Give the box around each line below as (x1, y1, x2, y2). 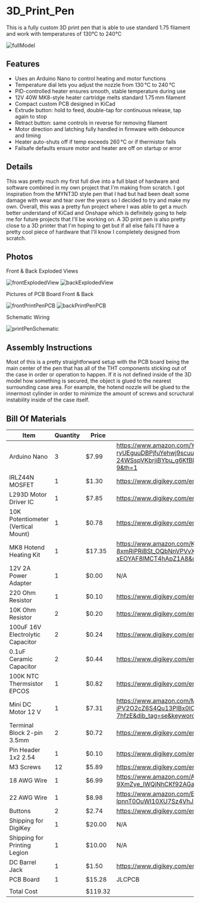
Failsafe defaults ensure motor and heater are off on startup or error (14, 144, 182, 151)
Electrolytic (9, 630, 40, 639)
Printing (9, 841, 32, 849)
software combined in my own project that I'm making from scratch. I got (6, 183, 185, 191)
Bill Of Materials (6, 413, 67, 424)
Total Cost (9, 888, 38, 895)
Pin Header (9, 746, 40, 754)
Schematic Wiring (6, 314, 50, 321)
